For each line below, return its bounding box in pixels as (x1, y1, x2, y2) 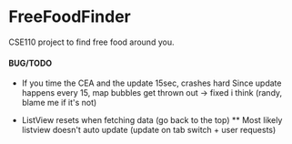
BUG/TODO (8, 57, 53, 68)
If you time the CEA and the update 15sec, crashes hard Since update (21, 77, 282, 88)
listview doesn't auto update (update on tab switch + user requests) (21, 125, 277, 136)
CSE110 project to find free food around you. (8, 36, 175, 47)
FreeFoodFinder (8, 6, 131, 27)
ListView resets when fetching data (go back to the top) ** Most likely (21, 115, 283, 126)
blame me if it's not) (21, 98, 97, 108)
